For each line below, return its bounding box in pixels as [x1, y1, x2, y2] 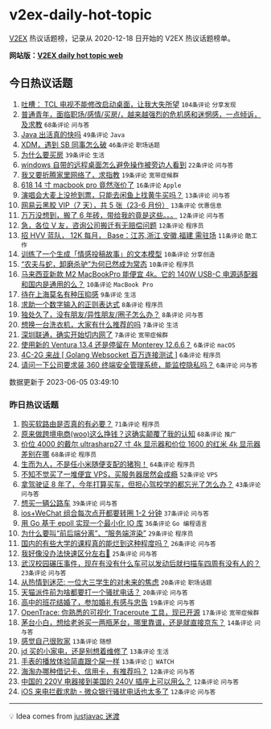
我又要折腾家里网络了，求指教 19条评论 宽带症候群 [20, 169, 179, 179]
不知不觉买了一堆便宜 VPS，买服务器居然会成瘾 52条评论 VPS [20, 469, 218, 479]
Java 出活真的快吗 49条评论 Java [20, 129, 125, 139]
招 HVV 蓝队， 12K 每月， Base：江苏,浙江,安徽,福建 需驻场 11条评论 [20, 230, 244, 240]
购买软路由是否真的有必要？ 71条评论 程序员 [20, 419, 160, 429]
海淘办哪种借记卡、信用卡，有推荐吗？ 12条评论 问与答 [20, 667, 195, 677]
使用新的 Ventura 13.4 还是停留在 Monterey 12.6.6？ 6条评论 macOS [20, 340, 236, 349]
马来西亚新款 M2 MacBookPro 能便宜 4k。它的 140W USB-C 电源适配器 [20, 269, 258, 279]
